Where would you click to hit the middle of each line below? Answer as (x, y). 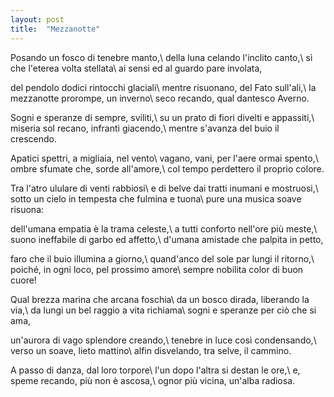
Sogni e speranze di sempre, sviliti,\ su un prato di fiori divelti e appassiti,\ (162, 117)
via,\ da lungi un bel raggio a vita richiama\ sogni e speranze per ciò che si (163, 310)
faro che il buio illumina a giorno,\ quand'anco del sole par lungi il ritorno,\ (162, 258)
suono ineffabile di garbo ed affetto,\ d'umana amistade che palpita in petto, (167, 239)
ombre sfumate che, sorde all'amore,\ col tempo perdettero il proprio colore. (167, 168)
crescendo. (34, 138)
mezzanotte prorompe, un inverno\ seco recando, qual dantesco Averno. (160, 98)
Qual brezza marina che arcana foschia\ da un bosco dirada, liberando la (160, 299)
